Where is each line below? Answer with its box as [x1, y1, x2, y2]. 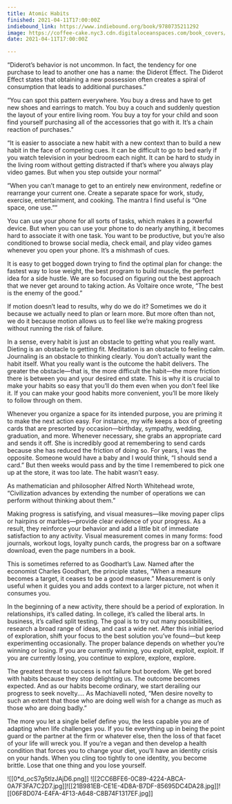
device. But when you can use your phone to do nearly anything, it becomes [7, 224, 224, 233]
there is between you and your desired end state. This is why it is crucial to [7, 374, 220, 383]
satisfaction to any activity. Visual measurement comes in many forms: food [7, 532, 223, 540]
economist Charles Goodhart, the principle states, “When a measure [7, 567, 202, 576]
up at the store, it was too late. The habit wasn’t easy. [7, 469, 159, 477]
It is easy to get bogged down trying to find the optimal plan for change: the [7, 259, 222, 268]
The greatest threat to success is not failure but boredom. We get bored [7, 667, 212, 676]
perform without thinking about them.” [7, 496, 116, 504]
